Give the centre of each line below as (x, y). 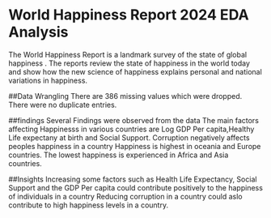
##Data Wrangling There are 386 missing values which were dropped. (125, 96)
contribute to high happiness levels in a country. (88, 205)
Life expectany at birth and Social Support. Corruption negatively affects (129, 137)
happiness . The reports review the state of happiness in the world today (129, 63)
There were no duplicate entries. (63, 105)
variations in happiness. (48, 80)
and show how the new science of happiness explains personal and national (135, 71)
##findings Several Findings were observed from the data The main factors (133, 120)
